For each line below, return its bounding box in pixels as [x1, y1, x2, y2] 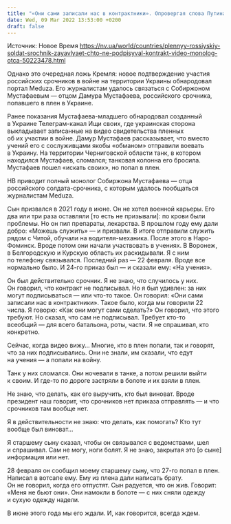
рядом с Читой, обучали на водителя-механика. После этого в [7, 234, 192, 242]
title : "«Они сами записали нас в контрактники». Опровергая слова [7, 10, 205, 17]
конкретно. [7, 328, 40, 336]
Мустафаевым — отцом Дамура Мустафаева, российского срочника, [7, 92, 212, 100]
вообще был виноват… [7, 425, 74, 434]
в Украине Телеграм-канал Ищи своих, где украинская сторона [7, 120, 196, 128]
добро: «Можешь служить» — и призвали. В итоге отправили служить [7, 227, 214, 235]
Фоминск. [7, 242, 36, 250]
